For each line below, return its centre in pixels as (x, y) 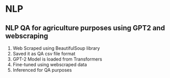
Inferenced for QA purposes (42, 70)
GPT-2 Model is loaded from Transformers (57, 59)
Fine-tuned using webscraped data (50, 64)
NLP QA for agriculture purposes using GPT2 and (85, 28)
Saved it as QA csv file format (44, 54)
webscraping (27, 36)
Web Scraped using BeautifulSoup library (56, 48)
